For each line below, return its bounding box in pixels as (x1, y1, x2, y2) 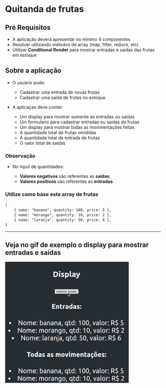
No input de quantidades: (12, 164, 64, 169)
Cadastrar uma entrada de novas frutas (19, 89, 100, 95)
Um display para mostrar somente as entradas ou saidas (19, 113, 135, 119)
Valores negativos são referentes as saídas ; (19, 173, 111, 179)
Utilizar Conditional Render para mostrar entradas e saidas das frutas (12, 47, 155, 53)
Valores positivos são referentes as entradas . (19, 178, 115, 184)
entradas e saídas (5, 248, 61, 257)
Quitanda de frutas (5, 3, 84, 15)
